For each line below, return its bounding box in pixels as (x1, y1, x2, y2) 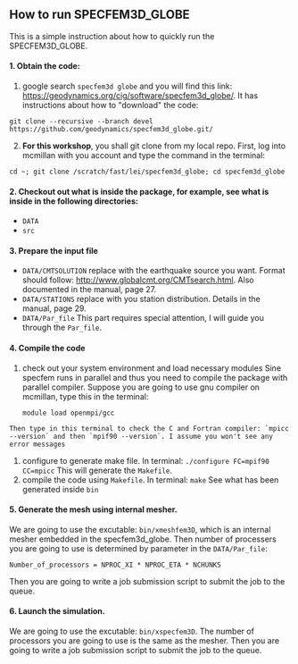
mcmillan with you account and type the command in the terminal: (21, 150, 266, 161)
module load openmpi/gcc (21, 408, 115, 417)
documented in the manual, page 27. (21, 284, 157, 295)
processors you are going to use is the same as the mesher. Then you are (9, 635, 279, 646)
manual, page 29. (21, 303, 87, 314)
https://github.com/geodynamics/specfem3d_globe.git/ (9, 125, 214, 134)
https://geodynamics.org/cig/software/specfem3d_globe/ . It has (21, 90, 259, 101)
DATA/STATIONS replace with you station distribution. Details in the (21, 294, 261, 305)
